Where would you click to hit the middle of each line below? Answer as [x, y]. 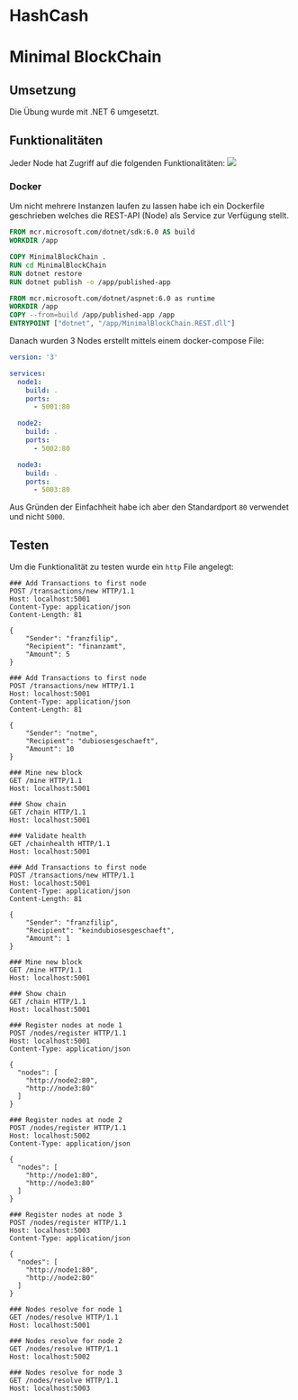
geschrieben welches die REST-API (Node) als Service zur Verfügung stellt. [149, 216]
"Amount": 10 [50, 750]
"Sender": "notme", [62, 733]
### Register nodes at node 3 [66, 1215]
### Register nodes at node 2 [66, 1120]
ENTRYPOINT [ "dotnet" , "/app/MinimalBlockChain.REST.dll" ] [122, 324]
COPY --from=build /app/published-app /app [92, 315]
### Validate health [48, 836]
